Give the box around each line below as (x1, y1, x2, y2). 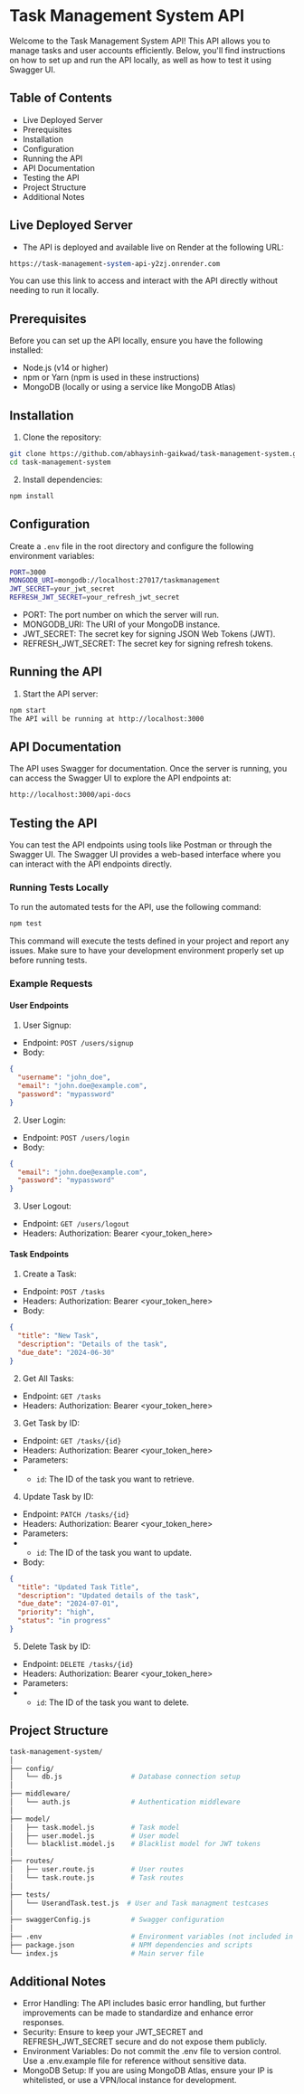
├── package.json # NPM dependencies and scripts (9, 1940, 253, 1949)
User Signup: (22, 1019, 72, 1031)
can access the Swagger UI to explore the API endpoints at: (9, 772, 232, 783)
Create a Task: (22, 1268, 77, 1280)
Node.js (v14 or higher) (22, 363, 109, 374)
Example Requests (9, 978, 93, 990)
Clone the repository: (22, 431, 102, 443)
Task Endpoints (9, 1248, 70, 1259)
